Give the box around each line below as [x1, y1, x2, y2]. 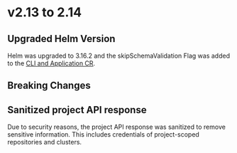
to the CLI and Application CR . [7, 59, 96, 68]
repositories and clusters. [7, 138, 82, 147]
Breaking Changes [7, 80, 91, 92]
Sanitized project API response [7, 104, 147, 116]
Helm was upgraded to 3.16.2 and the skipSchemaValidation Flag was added [7, 51, 231, 60]
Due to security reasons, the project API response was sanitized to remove [7, 122, 226, 132]
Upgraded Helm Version [7, 33, 116, 45]
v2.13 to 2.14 [7, 4, 82, 21]
